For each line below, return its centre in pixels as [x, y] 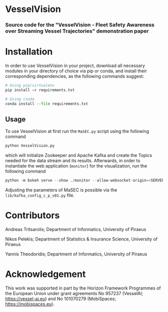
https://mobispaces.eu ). [30, 304]
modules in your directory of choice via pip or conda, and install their [76, 71]
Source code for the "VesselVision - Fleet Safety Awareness [80, 25]
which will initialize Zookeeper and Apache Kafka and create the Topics [79, 155]
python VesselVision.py [30, 146]
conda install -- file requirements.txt [47, 103]
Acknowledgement [45, 274]
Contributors [32, 215]
